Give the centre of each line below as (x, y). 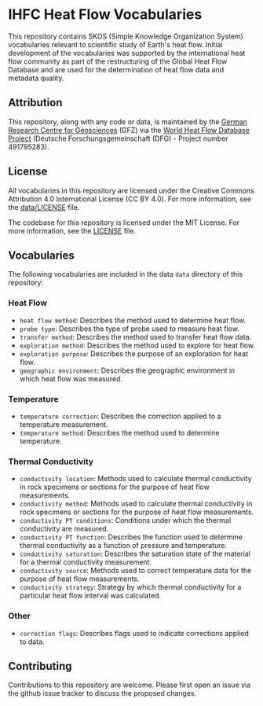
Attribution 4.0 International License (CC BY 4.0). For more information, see (130, 199)
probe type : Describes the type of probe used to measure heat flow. (129, 329)
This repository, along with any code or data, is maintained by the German (128, 121)
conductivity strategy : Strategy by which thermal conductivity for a (130, 587)
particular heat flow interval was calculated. (90, 596)
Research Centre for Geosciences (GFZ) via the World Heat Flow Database (129, 130)
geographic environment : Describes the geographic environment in (127, 370)
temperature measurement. (64, 424)
